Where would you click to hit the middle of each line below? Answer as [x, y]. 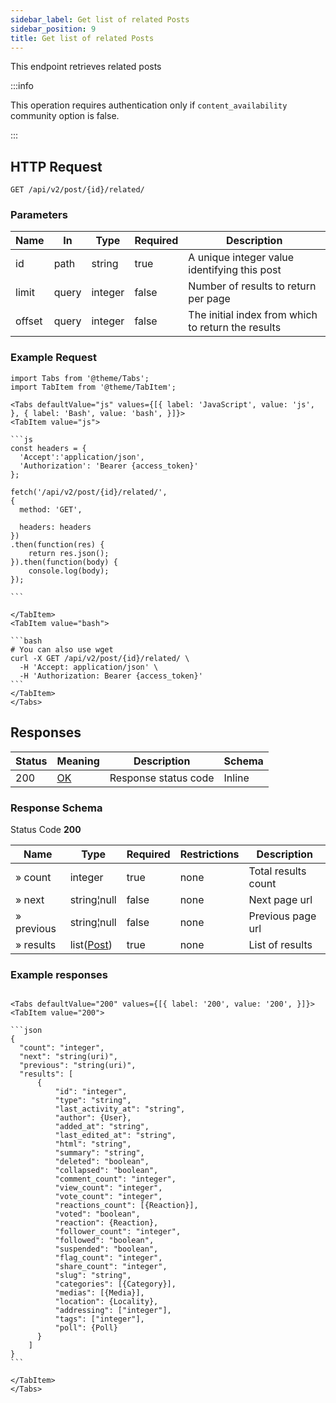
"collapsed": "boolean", [106, 1171]
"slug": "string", [93, 1276]
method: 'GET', [51, 509]
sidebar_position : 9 [53, 29]
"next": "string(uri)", [68, 1057]
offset [29, 321]
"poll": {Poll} [86, 1328]
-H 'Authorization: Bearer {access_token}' [111, 676]
